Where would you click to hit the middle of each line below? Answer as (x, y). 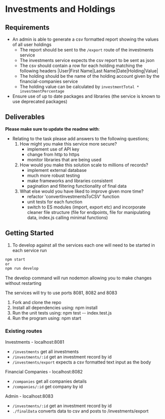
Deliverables (25, 117)
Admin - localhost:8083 (29, 396)
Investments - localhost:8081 (35, 342)
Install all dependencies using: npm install (55, 308)
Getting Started (29, 233)
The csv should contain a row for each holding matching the (81, 66)
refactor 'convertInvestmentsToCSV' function (73, 196)
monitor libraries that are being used (64, 159)
